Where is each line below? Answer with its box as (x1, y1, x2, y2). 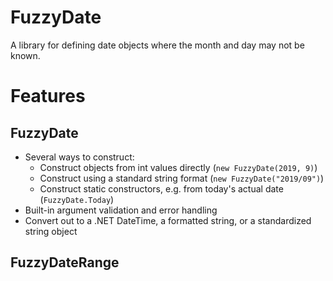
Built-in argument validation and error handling (24, 204, 218, 216)
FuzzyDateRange (10, 254, 120, 271)
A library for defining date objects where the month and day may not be (10, 39, 305, 51)
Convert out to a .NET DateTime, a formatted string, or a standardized (24, 214, 312, 226)
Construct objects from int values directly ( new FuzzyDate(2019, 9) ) (39, 161, 318, 173)
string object (24, 225, 78, 237)
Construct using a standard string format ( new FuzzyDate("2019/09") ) (39, 172, 325, 184)
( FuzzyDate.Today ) (39, 193, 115, 205)
